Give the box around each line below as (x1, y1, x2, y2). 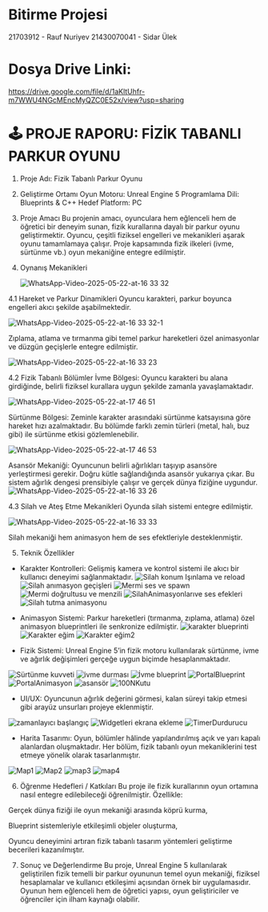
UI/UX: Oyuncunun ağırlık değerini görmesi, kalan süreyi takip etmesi (19, 693, 248, 703)
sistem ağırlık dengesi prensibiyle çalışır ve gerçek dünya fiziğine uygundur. (8, 477, 258, 487)
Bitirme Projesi (8, 6, 108, 24)
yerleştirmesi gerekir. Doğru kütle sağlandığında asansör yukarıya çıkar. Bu (8, 468, 254, 478)
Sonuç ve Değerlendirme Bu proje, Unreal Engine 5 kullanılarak (19, 860, 228, 870)
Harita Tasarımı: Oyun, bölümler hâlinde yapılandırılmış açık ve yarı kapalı (19, 733, 261, 742)
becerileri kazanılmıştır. (8, 845, 85, 854)
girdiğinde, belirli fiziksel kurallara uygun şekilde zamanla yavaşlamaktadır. (8, 381, 254, 391)
